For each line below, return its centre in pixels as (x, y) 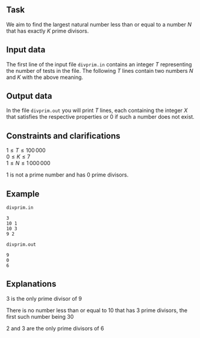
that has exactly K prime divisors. (48, 31)
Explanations (31, 284)
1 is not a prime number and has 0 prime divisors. (67, 175)
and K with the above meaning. (45, 77)
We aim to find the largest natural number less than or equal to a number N (99, 24)
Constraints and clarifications (63, 136)
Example (23, 194)
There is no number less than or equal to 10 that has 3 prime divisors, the (97, 310)
